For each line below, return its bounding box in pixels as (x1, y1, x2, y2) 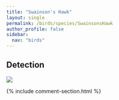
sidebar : (6, 32, 29, 38)
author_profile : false (6, 26, 64, 32)
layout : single (6, 15, 45, 21)
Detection (6, 60, 45, 70)
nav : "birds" (12, 37, 45, 43)
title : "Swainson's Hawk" (6, 9, 72, 15)
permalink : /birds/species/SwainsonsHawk (6, 20, 114, 26)
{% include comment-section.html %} (6, 87, 102, 95)
